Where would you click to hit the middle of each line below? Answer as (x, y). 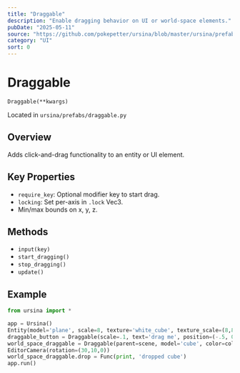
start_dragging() (44, 257)
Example (27, 294)
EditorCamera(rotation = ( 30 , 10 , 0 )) (59, 350)
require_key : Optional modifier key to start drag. (89, 194)
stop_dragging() (42, 265)
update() (31, 272)
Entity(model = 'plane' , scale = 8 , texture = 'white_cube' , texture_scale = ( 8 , (120, 330)
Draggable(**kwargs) (38, 101)
